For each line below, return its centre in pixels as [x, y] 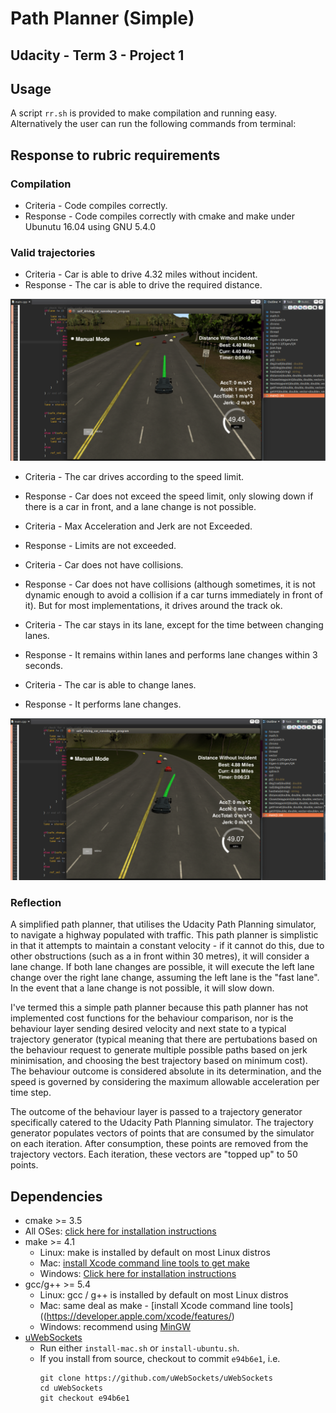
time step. [31, 1093]
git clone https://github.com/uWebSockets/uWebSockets [156, 1378]
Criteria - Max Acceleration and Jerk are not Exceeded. [138, 526]
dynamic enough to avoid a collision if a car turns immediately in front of [173, 595]
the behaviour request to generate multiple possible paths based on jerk [159, 1050]
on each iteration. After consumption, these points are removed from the [159, 1144]
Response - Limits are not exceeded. [100, 546]
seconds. [44, 666]
